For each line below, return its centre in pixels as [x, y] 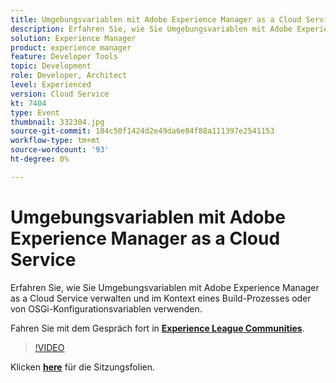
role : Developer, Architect [69, 76]
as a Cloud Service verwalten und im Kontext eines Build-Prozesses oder [161, 298]
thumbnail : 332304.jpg [57, 122]
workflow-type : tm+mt [55, 141]
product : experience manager [71, 47]
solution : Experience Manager [73, 38]
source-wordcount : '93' [60, 150]
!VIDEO [49, 347]
